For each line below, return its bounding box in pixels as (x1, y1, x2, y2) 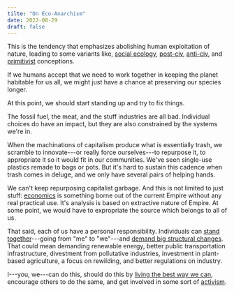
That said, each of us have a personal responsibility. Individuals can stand (7, 227, 220, 236)
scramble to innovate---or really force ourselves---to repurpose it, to (7, 148, 206, 157)
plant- (202, 249, 220, 258)
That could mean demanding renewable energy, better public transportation (7, 242, 226, 250)
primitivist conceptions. (7, 57, 75, 66)
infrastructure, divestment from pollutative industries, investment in (7, 249, 201, 258)
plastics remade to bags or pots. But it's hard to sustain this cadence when (7, 163, 223, 172)
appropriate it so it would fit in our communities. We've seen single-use (7, 156, 212, 164)
